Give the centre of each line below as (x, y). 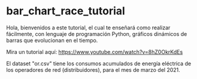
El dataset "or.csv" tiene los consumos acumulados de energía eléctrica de (99, 63)
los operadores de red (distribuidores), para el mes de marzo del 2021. (93, 69)
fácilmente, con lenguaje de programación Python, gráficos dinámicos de (97, 34)
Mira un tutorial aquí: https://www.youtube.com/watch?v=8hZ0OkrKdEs (95, 51)
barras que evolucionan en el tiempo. (52, 40)
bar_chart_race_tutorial (66, 11)
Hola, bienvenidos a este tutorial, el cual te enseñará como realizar (88, 28)
